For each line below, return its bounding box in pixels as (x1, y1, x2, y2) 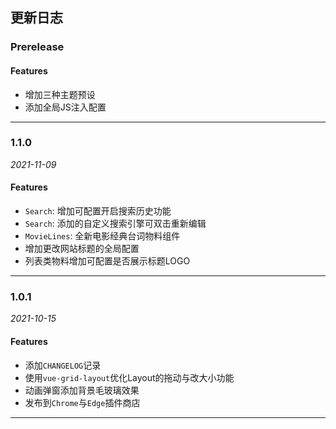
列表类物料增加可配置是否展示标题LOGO (24, 255, 191, 267)
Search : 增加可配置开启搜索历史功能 (24, 205, 172, 217)
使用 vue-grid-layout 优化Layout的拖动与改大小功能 (24, 371, 235, 383)
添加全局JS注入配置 (24, 101, 107, 113)
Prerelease (10, 40, 65, 54)
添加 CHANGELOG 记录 (24, 359, 102, 371)
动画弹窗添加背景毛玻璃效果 (24, 384, 140, 396)
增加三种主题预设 (24, 88, 96, 100)
